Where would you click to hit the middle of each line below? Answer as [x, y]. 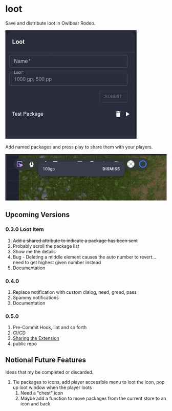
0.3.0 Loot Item [25, 229]
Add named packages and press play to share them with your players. [79, 147]
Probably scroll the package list [46, 246]
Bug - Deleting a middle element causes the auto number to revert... [84, 257]
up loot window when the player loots [52, 387]
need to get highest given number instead [57, 262]
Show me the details [34, 251]
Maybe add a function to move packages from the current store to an [93, 398]
